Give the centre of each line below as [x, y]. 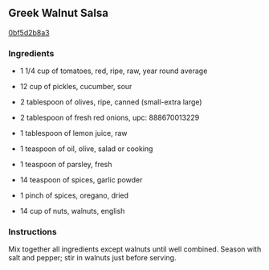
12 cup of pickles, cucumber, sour [76, 87]
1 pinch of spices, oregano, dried [74, 195]
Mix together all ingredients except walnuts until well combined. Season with [135, 249]
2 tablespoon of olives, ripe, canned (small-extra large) [111, 102]
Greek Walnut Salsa [58, 13]
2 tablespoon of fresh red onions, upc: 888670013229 [110, 118]
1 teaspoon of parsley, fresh [66, 165]
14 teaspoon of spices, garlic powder [81, 180]
